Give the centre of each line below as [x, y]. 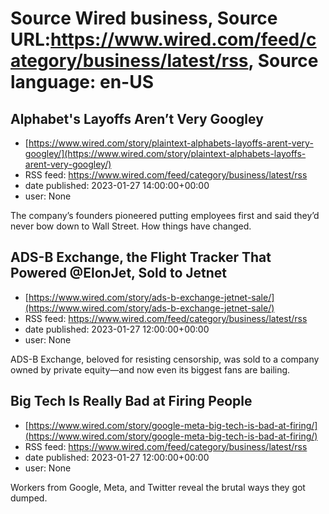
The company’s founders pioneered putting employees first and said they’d [165, 215]
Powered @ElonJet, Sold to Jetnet [119, 273]
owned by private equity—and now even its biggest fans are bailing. [150, 369]
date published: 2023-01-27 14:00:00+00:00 [117, 185]
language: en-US [82, 82]
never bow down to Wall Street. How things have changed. [131, 226]
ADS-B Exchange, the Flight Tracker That [141, 257]
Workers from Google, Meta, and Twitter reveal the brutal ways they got [158, 487]
